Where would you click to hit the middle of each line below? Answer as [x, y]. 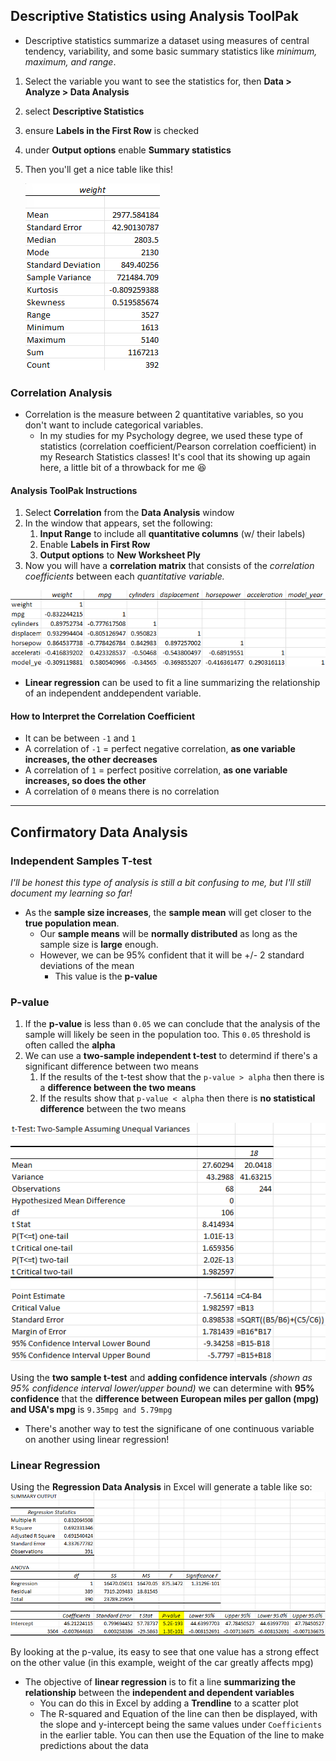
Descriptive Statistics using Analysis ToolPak [154, 16]
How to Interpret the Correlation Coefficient [103, 716]
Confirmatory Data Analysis [99, 832]
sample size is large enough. [99, 944]
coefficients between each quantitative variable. [124, 576]
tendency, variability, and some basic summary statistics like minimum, [171, 51]
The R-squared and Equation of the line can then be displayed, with [178, 1713]
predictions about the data [94, 1745]
